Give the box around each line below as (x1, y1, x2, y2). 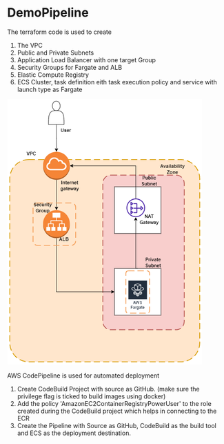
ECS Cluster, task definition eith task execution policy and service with (17, 77, 217, 86)
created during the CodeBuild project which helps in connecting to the (17, 407, 217, 415)
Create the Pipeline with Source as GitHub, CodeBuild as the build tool (17, 421, 217, 429)
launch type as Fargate (17, 85, 83, 93)
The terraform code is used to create (7, 28, 112, 36)
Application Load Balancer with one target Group (17, 55, 156, 64)
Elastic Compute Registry (17, 71, 90, 79)
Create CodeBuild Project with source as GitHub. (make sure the (17, 385, 200, 393)
